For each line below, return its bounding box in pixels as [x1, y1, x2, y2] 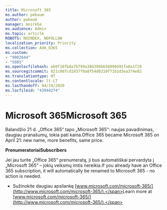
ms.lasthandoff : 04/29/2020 [5, 83, 65, 88]
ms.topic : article [5, 31, 44, 36]
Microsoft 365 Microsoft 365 [5, 110, 127, 121]
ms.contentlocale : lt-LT [5, 78, 58, 83]
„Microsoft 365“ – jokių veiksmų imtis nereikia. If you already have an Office [5, 162, 162, 168]
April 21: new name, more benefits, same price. [5, 137, 104, 143]
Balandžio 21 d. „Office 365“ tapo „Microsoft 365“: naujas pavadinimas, [5, 127, 154, 133]
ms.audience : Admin [5, 26, 47, 32]
